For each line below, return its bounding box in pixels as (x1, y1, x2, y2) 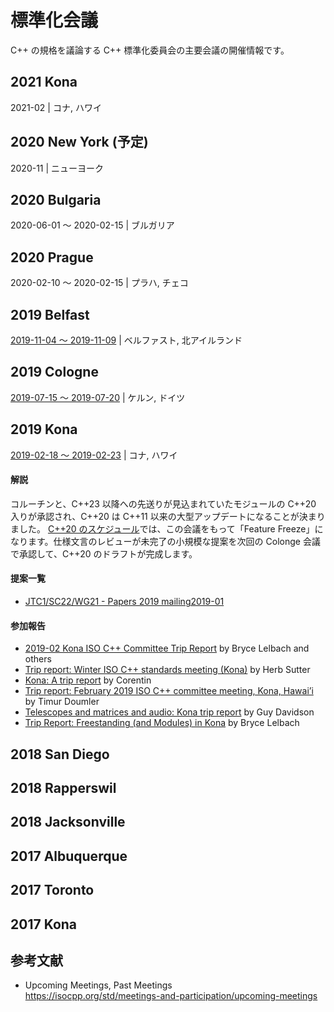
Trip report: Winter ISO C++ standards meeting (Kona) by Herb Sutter (24, 664, 311, 676)
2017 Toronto (10, 882, 95, 899)
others (24, 653, 52, 665)
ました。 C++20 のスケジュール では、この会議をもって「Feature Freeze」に (10, 522, 324, 535)
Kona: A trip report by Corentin (24, 674, 152, 686)
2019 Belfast (10, 306, 90, 323)
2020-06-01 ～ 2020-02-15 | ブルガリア (10, 219, 175, 231)
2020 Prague (10, 249, 94, 266)
